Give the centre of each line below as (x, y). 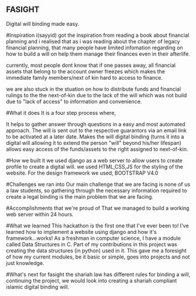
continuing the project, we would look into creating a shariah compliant (92, 280)
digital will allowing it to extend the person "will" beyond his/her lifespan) (94, 142)
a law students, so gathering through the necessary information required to (97, 190)
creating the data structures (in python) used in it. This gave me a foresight (96, 250)
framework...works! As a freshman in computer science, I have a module (94, 238)
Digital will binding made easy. (43, 23)
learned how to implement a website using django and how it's (81, 232)
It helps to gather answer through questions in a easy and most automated (96, 124)
